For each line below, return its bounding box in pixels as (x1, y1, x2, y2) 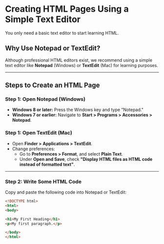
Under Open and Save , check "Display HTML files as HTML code (19, 156, 153, 162)
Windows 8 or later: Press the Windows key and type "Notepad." (12, 107, 144, 113)
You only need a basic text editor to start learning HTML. (5, 30, 119, 36)
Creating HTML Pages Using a (5, 3, 129, 15)
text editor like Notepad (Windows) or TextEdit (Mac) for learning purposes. (5, 62, 159, 68)
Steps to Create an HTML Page (5, 81, 100, 89)
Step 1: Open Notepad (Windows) (5, 96, 85, 103)
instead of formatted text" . (19, 161, 75, 167)
